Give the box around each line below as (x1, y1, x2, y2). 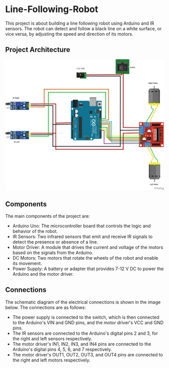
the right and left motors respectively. (12, 357, 91, 363)
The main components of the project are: (5, 213, 90, 219)
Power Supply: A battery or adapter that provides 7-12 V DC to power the (12, 266, 164, 272)
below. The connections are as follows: (5, 304, 87, 311)
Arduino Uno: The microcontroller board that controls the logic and (12, 223, 151, 229)
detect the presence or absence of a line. (12, 238, 98, 245)
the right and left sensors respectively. (12, 335, 93, 341)
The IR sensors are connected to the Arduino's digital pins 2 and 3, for (12, 330, 158, 336)
